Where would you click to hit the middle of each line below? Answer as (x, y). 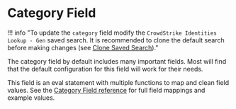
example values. (31, 98)
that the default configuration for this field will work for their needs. (105, 69)
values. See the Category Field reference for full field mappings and (106, 90)
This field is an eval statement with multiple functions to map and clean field (118, 82)
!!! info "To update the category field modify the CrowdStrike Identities (112, 33)
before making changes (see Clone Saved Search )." (83, 47)
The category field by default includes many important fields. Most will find (117, 61)
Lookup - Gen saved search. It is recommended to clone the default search (116, 40)
